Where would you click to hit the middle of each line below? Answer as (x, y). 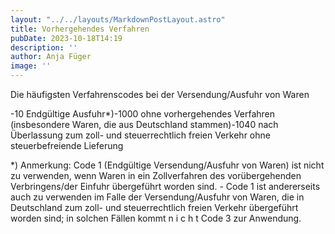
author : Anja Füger (51, 57)
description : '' (44, 47)
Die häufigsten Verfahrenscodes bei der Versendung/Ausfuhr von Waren (160, 94)
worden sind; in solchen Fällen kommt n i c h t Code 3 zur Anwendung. (156, 218)
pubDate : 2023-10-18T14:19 (66, 38)
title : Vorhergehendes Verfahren (80, 29)
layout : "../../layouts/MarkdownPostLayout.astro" (118, 19)
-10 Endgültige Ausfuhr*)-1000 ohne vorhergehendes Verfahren (143, 114)
